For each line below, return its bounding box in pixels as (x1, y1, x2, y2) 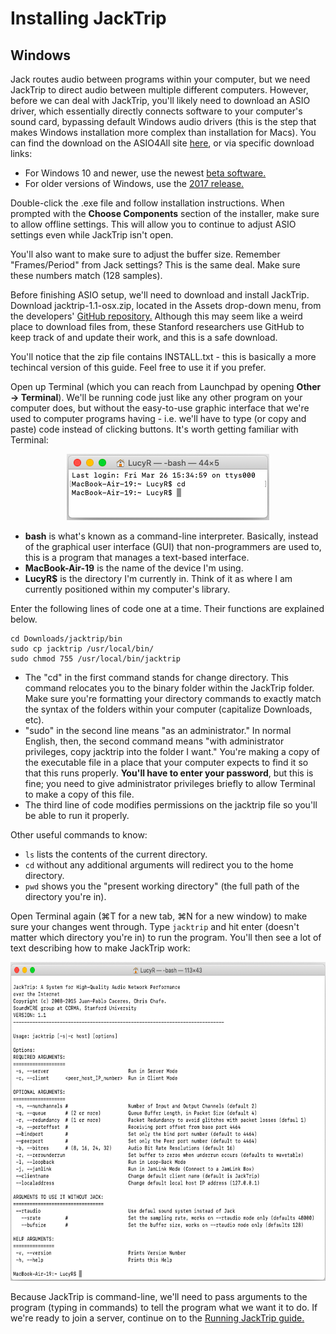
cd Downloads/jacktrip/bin (10, 634, 123, 644)
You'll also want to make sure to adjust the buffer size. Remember (10, 248, 281, 260)
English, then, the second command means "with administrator (24, 735, 285, 747)
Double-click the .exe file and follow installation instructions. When (10, 197, 285, 209)
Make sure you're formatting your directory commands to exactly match (24, 693, 322, 704)
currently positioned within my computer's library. (24, 583, 231, 595)
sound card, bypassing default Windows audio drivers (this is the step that (10, 116, 317, 127)
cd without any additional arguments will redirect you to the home (24, 859, 294, 871)
